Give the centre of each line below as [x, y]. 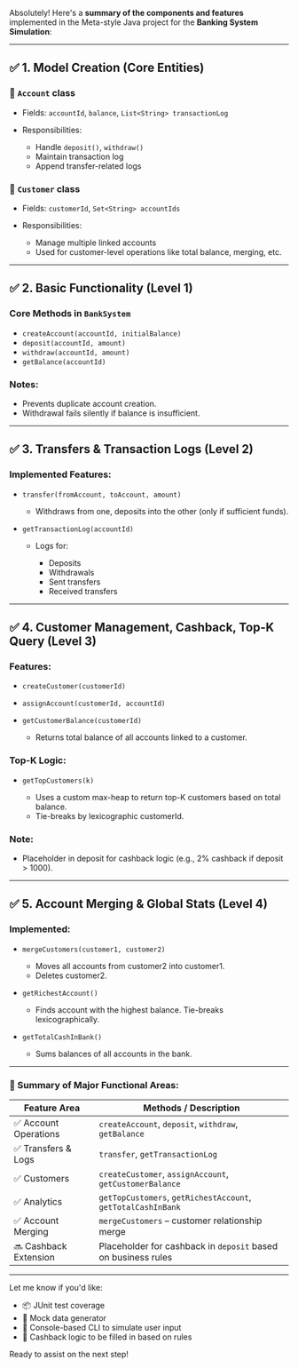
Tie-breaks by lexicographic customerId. [110, 815]
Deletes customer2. [71, 975]
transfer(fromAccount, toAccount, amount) [102, 495]
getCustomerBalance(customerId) [82, 721]
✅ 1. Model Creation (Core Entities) [107, 68]
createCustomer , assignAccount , [164, 1173]
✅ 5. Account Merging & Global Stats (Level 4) [138, 904]
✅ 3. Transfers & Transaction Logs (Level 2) [132, 449]
